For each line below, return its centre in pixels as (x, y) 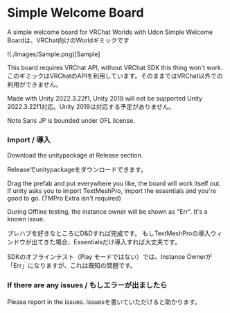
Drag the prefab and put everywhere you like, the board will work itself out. (114, 184)
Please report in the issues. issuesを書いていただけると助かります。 (104, 302)
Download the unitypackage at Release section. (75, 155)
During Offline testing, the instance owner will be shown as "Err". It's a (107, 212)
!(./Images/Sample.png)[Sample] (54, 54)
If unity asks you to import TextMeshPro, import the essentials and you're (112, 191)
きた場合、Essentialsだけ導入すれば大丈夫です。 (112, 242)
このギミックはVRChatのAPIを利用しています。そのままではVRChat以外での (115, 76)
